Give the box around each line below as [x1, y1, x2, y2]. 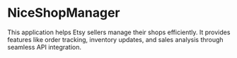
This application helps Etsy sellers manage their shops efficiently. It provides [7, 28, 231, 36]
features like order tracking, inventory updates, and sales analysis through [7, 35, 224, 43]
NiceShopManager [7, 5, 120, 21]
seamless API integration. [7, 43, 82, 51]
